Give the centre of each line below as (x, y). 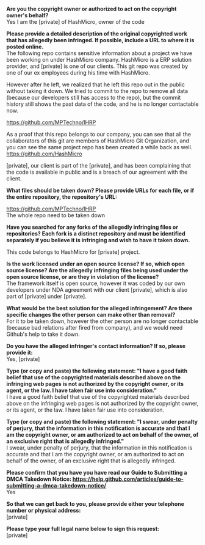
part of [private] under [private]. (46, 296)
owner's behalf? (27, 15)
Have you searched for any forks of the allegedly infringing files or (92, 227)
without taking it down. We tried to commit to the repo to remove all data (97, 91)
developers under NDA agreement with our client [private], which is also (97, 290)
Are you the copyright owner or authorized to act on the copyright (92, 9)
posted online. (25, 46)
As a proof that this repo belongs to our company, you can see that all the (99, 134)
